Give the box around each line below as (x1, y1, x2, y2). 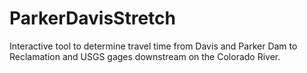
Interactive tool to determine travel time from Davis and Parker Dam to (9, 40, 298, 52)
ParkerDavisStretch (9, 7, 176, 30)
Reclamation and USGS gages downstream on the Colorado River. (9, 50, 281, 62)
